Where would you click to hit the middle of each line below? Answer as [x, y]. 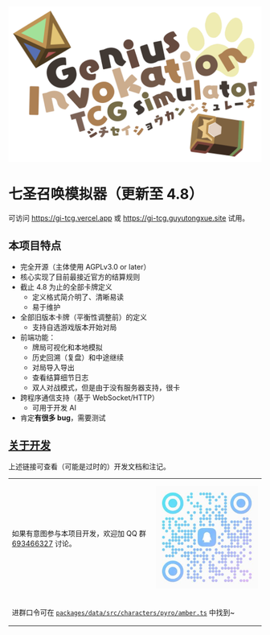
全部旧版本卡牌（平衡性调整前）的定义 [83, 317]
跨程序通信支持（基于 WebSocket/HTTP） [89, 398]
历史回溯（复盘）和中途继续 [78, 357]
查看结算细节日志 [60, 377]
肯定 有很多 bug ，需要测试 [63, 418]
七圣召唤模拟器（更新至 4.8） [106, 194]
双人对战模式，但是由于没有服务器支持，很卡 [106, 387]
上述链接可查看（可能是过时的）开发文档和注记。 [89, 466]
